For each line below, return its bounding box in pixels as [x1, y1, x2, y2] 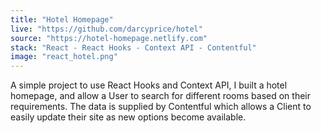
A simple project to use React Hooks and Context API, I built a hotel [10, 79, 288, 91]
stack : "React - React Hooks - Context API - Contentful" [10, 42, 257, 53]
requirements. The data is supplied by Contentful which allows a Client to [10, 101, 312, 113]
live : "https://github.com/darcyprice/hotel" [10, 24, 203, 34]
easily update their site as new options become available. [10, 111, 247, 123]
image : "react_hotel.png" [10, 52, 118, 62]
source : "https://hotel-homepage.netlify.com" [10, 33, 208, 43]
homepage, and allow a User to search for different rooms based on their [10, 90, 311, 102]
